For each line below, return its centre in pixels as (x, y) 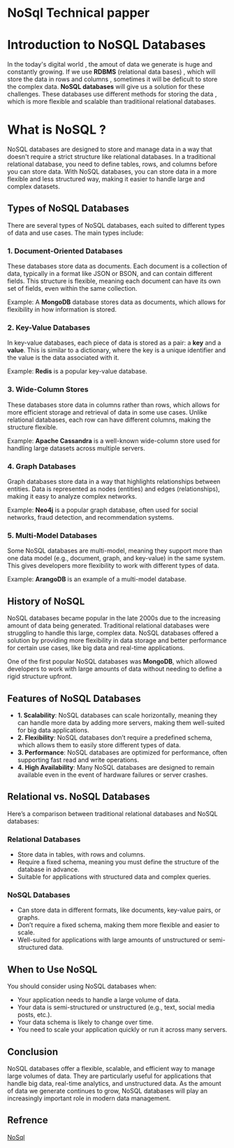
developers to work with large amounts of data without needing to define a (115, 669)
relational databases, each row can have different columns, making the (109, 420)
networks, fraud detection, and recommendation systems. (91, 518)
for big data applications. (53, 730)
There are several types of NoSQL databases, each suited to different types (116, 225)
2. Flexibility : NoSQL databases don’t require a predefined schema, (115, 738)
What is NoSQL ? (57, 130)
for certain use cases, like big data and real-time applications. (96, 648)
